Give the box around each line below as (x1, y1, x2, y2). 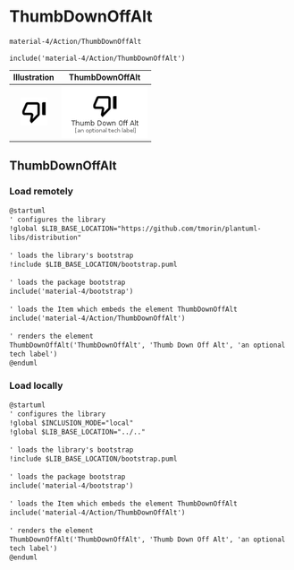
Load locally (9, 379, 63, 392)
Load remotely (9, 185, 74, 197)
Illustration (13, 72, 55, 82)
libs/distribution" (9, 233, 82, 242)
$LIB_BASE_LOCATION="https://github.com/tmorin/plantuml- (41, 224, 262, 233)
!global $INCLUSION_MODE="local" (9, 419, 134, 427)
